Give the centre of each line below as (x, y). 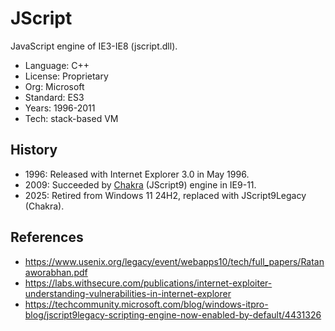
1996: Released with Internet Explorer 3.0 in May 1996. (137, 174)
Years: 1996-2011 (60, 108)
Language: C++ (57, 65)
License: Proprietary (66, 76)
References (47, 237)
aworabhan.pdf (56, 272)
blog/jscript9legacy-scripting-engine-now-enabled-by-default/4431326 (173, 314)
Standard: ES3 (54, 97)
